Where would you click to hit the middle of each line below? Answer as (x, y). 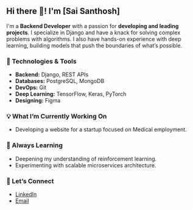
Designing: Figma (38, 101)
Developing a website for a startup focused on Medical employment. (101, 129)
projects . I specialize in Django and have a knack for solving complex (93, 32)
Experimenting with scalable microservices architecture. (86, 165)
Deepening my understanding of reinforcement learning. (86, 159)
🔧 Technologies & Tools (42, 61)
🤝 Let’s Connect (30, 181)
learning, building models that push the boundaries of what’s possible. (94, 45)
